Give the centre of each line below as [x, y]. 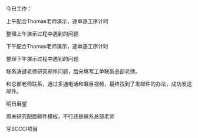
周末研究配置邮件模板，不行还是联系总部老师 [60, 116]
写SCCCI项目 [22, 129]
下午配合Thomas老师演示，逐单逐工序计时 [57, 46]
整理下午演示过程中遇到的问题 [42, 59]
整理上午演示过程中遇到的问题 [42, 34]
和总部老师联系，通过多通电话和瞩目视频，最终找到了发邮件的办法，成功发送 [99, 84]
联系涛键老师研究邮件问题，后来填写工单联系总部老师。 [73, 71]
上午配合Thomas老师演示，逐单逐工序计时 [57, 21]
